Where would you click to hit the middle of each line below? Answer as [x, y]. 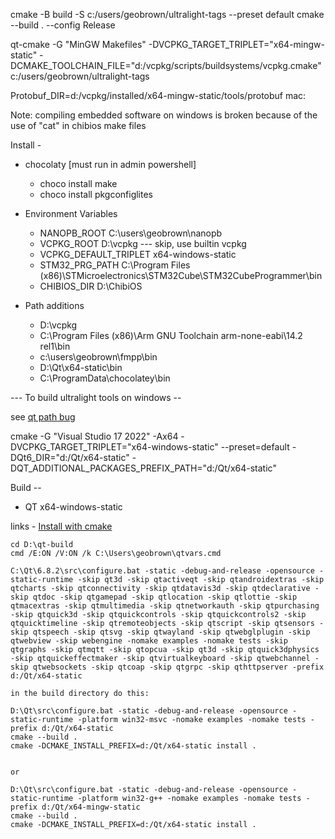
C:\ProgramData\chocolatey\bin [105, 378]
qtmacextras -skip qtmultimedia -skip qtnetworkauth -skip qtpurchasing [165, 606]
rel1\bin [55, 346]
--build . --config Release [63, 25]
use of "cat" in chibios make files [78, 125]
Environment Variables [71, 213]
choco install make [78, 183]
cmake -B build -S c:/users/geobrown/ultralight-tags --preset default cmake [167, 14]
